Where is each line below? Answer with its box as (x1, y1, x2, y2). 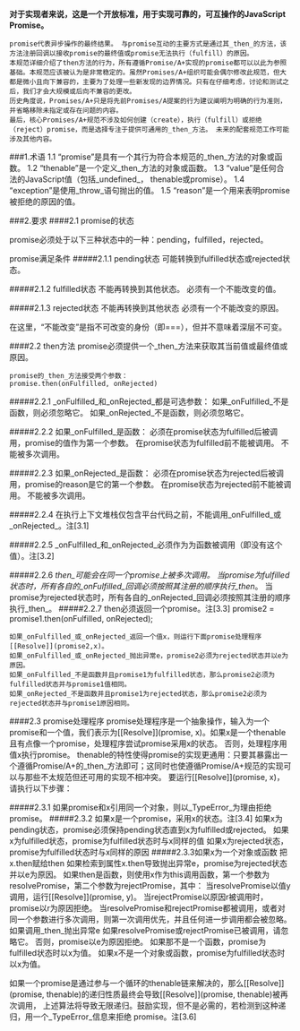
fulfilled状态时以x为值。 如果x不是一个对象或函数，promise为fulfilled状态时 (9, 948, 286, 958)
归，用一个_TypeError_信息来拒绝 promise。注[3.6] (9, 1011, 197, 1022)
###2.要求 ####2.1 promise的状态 (9, 215, 134, 226)
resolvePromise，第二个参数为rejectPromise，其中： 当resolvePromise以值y (9, 881, 291, 890)
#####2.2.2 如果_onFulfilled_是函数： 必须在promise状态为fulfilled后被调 (9, 426, 279, 437)
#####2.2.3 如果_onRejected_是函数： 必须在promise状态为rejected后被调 (9, 468, 284, 478)
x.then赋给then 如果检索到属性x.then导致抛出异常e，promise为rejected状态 (9, 858, 288, 868)
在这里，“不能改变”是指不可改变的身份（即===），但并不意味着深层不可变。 (9, 322, 287, 332)
